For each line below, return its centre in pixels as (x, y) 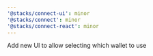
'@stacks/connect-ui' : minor (48, 13)
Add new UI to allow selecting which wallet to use (77, 46)
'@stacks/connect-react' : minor (53, 26)
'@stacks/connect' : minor (44, 20)
